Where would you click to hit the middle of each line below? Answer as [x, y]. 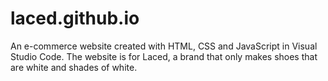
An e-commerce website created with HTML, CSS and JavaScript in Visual [164, 46]
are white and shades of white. [74, 67]
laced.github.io [75, 18]
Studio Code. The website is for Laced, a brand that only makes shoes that [164, 56]
